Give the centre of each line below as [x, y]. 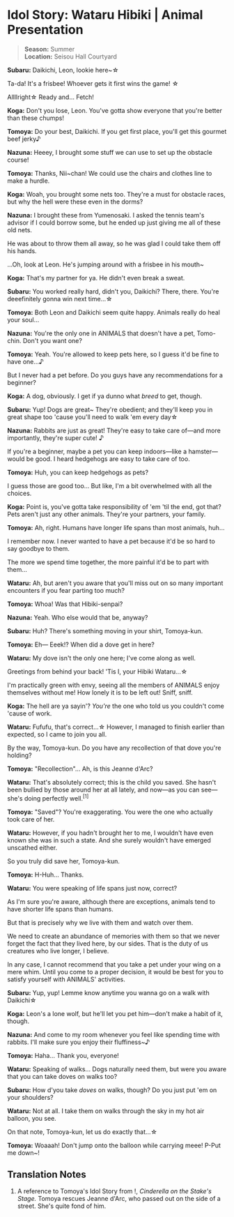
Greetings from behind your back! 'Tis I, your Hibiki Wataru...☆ [97, 671]
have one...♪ [25, 361]
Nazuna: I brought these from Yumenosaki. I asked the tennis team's [106, 215]
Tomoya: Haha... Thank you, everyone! [63, 1055]
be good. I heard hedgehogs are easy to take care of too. [108, 459]
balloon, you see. [32, 1118]
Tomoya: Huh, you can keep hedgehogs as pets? [78, 472]
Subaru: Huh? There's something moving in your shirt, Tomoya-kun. [105, 630]
